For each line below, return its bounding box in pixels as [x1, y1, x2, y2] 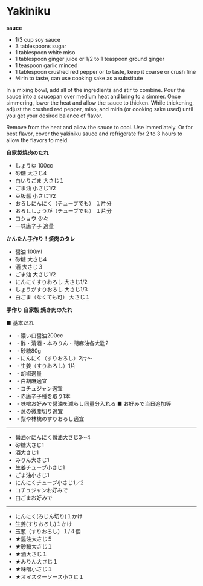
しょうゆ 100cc [14, 161, 53, 169]
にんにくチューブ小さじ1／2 [14, 479, 84, 486]
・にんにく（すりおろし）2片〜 [14, 354, 93, 362]
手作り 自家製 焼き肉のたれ [6, 306, 72, 313]
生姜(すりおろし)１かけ [14, 520, 72, 527]
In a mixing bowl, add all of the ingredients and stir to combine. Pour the [6, 86, 185, 93]
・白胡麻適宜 [14, 377, 47, 385]
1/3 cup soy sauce [14, 36, 60, 43]
